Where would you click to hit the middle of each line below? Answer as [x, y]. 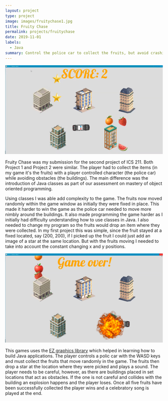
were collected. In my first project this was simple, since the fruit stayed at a [83, 230]
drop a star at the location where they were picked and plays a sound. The [82, 366]
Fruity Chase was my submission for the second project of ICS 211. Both [79, 162]
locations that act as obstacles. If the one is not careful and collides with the [83, 377]
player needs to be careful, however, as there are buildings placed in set [79, 372]
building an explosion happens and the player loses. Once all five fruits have [84, 382]
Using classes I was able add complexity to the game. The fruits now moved [84, 199]
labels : [13, 43]
